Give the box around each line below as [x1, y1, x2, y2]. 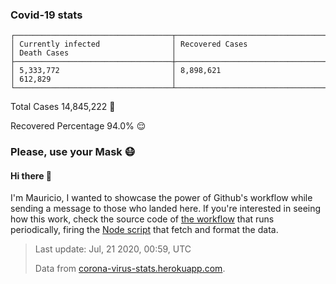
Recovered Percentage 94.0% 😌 [10, 120, 147, 132]
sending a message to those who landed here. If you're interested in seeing [10, 203, 322, 215]
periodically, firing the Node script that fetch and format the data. [10, 224, 279, 236]
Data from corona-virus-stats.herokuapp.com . [34, 263, 226, 275]
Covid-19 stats [10, 8, 83, 22]
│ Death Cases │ [10, 48, 177, 58]
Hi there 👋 [10, 169, 52, 182]
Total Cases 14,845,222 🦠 [10, 101, 116, 113]
